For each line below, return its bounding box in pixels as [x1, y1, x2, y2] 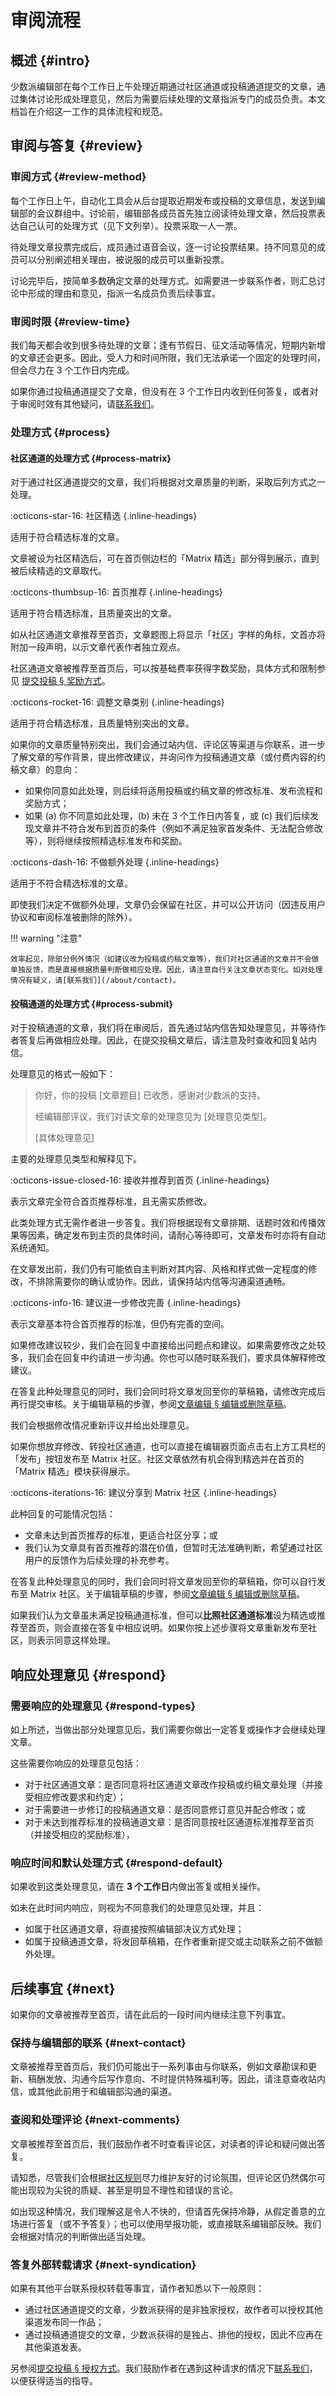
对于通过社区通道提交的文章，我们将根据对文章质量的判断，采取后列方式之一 [10, 476, 326, 488]
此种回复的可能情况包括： [10, 1508, 116, 1520]
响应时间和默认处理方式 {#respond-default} [10, 1856, 224, 1870]
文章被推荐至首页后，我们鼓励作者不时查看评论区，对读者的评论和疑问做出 [10, 2137, 317, 2150]
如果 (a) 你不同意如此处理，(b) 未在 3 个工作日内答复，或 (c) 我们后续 [24, 810, 311, 822]
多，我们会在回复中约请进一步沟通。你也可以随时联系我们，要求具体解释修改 [10, 1352, 326, 1364]
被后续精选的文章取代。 [10, 565, 107, 577]
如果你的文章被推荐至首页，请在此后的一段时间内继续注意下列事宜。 [10, 2009, 291, 2021]
